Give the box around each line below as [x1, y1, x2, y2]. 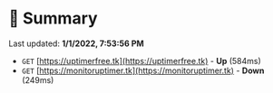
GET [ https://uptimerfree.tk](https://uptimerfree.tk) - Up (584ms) [21, 55, 262, 66]
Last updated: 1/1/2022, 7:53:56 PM [8, 38, 144, 49]
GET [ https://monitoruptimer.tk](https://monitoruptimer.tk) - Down [21, 65, 265, 76]
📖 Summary [8, 8, 98, 29]
